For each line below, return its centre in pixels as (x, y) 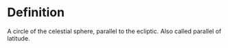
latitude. (19, 38)
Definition (36, 13)
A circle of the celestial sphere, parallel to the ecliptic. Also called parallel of (114, 31)
